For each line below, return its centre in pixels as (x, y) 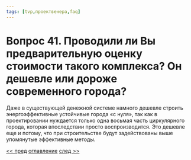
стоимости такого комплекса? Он (94, 66)
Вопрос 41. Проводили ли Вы (81, 41)
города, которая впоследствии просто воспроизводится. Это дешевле (96, 127)
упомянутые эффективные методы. (51, 139)
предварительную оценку (75, 53)
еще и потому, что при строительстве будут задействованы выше (90, 133)
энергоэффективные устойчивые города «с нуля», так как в (82, 114)
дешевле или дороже (61, 79)
